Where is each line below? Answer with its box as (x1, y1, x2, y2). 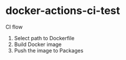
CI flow (5, 23, 23, 30)
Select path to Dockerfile (14, 34, 75, 41)
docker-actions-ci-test (5, 4, 120, 17)
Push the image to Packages (14, 47, 84, 54)
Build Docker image (14, 41, 62, 48)
